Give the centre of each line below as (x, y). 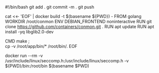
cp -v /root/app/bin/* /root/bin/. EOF (41, 46)
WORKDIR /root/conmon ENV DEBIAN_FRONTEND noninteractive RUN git (78, 22)
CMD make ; (17, 41)
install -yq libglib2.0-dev (29, 32)
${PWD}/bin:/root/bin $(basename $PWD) (47, 66)
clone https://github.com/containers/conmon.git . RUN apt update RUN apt (79, 27)
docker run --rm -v (24, 56)
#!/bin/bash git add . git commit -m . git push (50, 7)
